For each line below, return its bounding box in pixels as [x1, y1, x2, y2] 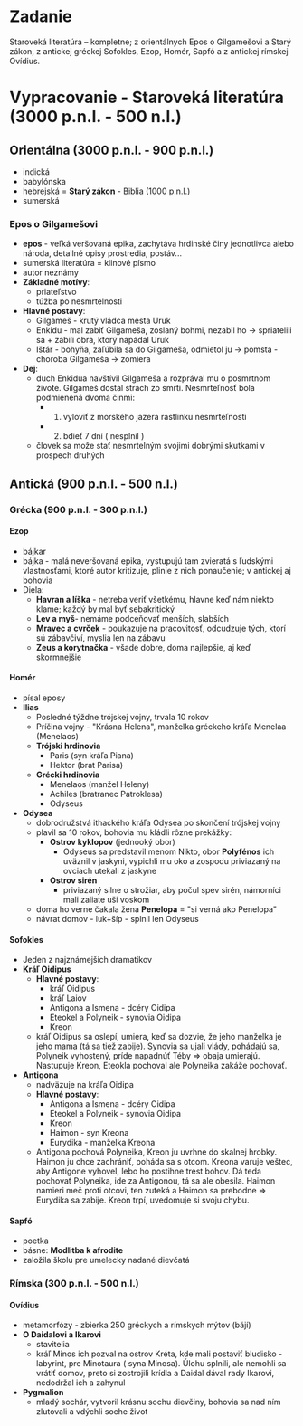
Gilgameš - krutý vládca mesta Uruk [35, 315, 171, 327]
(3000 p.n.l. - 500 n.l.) [9, 107, 183, 128]
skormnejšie [35, 651, 82, 662]
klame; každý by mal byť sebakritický [35, 604, 175, 614]
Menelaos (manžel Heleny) [49, 778, 150, 789]
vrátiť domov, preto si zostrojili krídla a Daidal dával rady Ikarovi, [35, 1368, 275, 1379]
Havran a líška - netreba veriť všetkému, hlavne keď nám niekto [35, 594, 274, 604]
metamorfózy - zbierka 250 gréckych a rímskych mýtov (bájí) [22, 1319, 251, 1331]
